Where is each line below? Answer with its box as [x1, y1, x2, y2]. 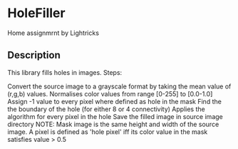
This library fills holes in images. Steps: [7, 68, 123, 76]
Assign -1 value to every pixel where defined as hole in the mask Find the [7, 97, 222, 106]
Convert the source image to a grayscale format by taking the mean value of [7, 82, 232, 91]
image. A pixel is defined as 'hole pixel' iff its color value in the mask [7, 127, 208, 136]
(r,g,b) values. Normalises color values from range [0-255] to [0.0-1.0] [7, 89, 213, 98]
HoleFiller [7, 5, 66, 21]
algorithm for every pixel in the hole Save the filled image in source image [7, 112, 223, 120]
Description [7, 49, 61, 61]
